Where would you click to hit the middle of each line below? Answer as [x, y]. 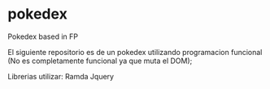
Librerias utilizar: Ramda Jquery [61, 76]
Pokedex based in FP [43, 36]
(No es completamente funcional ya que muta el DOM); [100, 61]
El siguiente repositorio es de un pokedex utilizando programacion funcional [135, 52]
